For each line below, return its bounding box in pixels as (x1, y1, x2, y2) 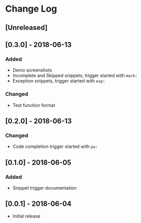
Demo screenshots (12, 67, 52, 73)
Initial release (12, 213, 40, 219)
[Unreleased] (5, 23, 48, 32)
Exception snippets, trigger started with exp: (12, 78, 105, 84)
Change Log (5, 3, 57, 15)
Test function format (12, 102, 56, 108)
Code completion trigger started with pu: (12, 143, 98, 150)
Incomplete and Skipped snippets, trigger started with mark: (12, 72, 137, 79)
